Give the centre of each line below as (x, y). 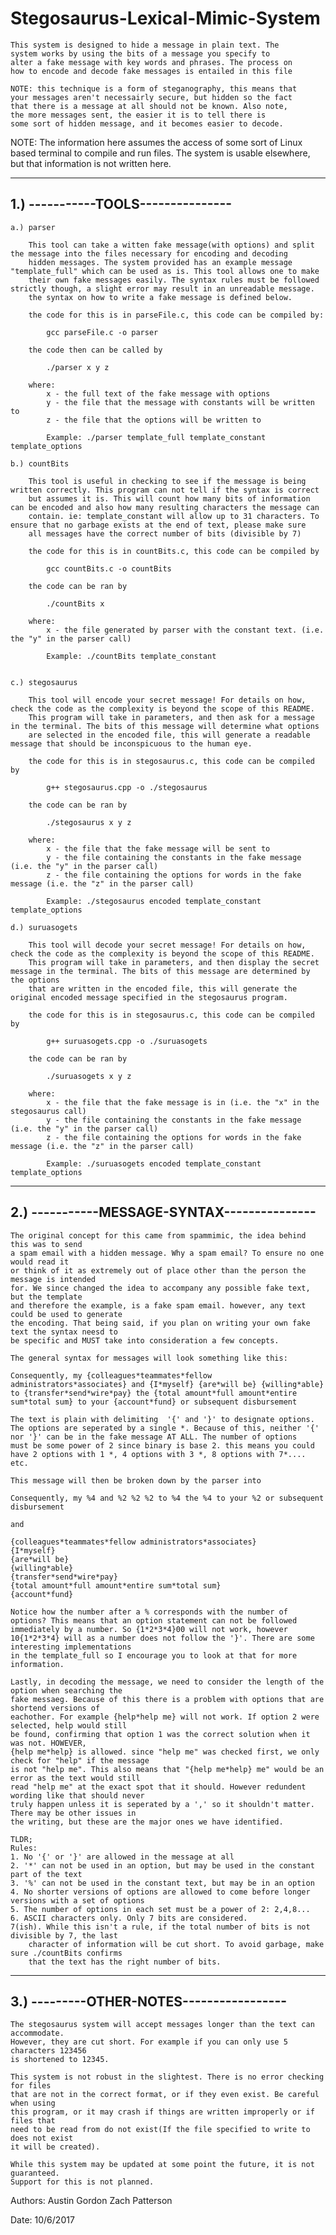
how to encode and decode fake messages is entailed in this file (151, 71)
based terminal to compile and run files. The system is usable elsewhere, (160, 153)
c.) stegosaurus (44, 682)
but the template (46, 1297)
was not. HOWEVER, (48, 1743)
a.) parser (33, 227)
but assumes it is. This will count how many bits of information (169, 498)
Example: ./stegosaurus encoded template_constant (154, 901)
